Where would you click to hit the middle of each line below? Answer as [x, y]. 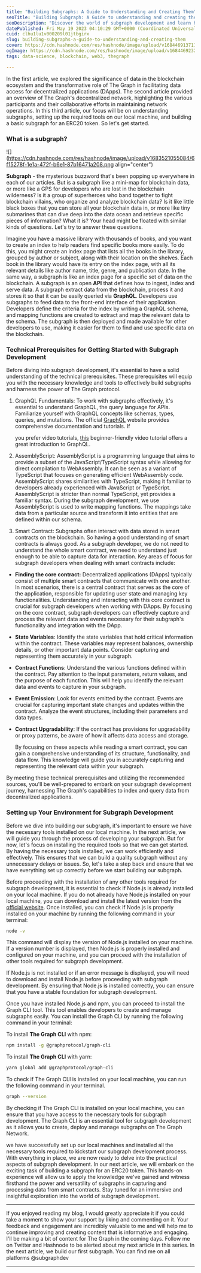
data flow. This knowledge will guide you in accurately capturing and [99, 760]
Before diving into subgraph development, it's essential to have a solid [93, 370]
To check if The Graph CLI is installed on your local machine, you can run [96, 1080]
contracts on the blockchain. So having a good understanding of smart [102, 537]
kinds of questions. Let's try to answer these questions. [75, 227]
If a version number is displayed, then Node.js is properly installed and [93, 949]
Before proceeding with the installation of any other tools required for [92, 882]
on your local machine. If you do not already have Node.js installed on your [98, 894]
